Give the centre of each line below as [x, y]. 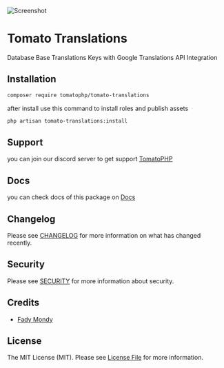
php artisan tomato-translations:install [68, 121]
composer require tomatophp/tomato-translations [78, 95]
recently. [20, 243]
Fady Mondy [35, 319]
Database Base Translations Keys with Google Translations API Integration [112, 57]
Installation [32, 79]
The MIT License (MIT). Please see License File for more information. [105, 358]
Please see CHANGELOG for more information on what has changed [104, 235]
